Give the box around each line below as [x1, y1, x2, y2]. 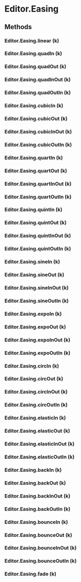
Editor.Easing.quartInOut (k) [4, 180, 72, 187]
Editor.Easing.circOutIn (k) [4, 402, 68, 408]
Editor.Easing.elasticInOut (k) [4, 440, 75, 447]
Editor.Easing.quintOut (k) [4, 219, 67, 226]
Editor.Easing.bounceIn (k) [4, 518, 68, 525]
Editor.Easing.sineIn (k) [4, 259, 60, 265]
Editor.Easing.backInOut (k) [4, 492, 70, 499]
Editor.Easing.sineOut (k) [4, 272, 64, 278]
